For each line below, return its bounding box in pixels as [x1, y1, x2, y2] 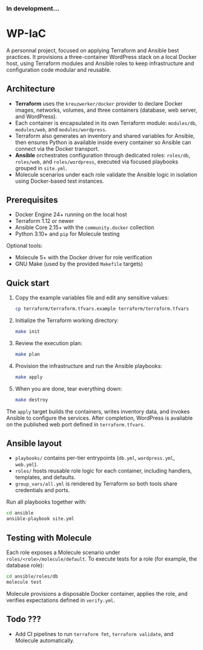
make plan [15, 351, 41, 358]
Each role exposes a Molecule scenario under [6, 549, 121, 556]
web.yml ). [15, 460, 38, 468]
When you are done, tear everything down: [15, 385, 122, 392]
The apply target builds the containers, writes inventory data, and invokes [6, 408, 190, 415]
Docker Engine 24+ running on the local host [15, 211, 127, 218]
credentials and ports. [15, 487, 70, 494]
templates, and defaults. [15, 474, 76, 481]
